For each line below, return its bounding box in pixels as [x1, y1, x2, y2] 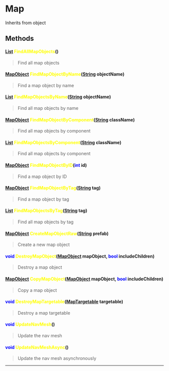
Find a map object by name [17, 82, 74, 88]
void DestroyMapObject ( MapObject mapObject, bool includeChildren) [5, 253, 155, 259]
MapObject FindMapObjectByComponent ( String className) [5, 116, 135, 122]
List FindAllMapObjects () [5, 48, 59, 54]
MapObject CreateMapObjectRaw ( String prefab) [5, 230, 109, 236]
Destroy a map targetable [17, 310, 70, 316]
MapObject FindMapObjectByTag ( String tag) [5, 185, 101, 191]
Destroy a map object [17, 264, 62, 270]
